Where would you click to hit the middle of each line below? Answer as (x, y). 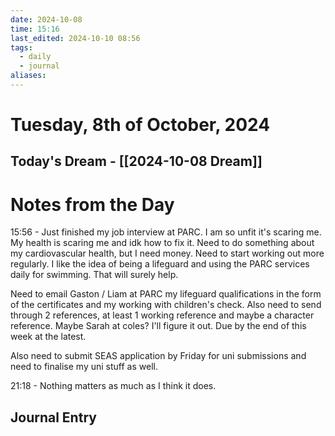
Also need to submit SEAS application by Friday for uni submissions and (158, 356)
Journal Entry (53, 417)
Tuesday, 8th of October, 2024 (140, 125)
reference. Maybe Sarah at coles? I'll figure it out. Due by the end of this (158, 326)
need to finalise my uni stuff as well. (84, 367)
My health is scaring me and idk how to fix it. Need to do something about (162, 243)
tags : (21, 47)
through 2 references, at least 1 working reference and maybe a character (162, 315)
